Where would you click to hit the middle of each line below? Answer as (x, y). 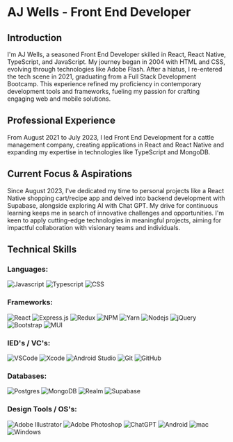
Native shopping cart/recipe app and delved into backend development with (116, 198)
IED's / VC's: (29, 343)
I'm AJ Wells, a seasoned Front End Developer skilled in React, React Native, (116, 54)
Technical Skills (42, 250)
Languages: (28, 269)
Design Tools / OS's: (42, 409)
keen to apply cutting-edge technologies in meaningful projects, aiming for (114, 220)
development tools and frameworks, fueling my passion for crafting (104, 91)
